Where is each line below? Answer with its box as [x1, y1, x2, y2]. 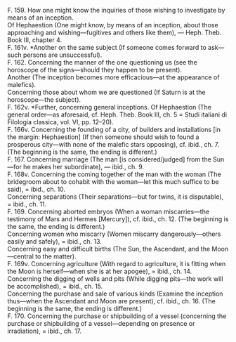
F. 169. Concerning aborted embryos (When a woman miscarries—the [7, 207, 209, 216]
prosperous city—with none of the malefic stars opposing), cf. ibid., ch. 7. [7, 140, 220, 148]
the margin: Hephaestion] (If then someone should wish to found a [7, 133, 199, 141]
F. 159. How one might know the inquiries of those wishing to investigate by [7, 6, 225, 14]
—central [7, 252, 34, 261]
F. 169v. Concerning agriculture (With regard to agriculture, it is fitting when [7, 260, 226, 268]
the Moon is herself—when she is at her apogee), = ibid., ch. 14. [7, 267, 192, 275]
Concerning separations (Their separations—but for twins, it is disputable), [7, 192, 224, 201]
